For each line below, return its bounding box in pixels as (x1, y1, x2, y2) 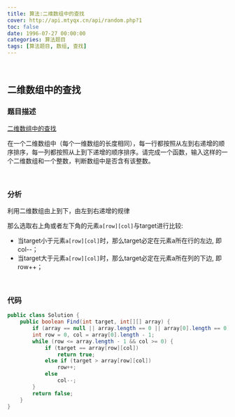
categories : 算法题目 (7, 36, 66, 43)
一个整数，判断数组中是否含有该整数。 (43, 156, 155, 165)
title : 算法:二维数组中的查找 (7, 10, 85, 18)
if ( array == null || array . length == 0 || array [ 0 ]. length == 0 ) (32, 325, 230, 332)
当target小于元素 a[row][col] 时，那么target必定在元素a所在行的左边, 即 (17, 236, 222, 245)
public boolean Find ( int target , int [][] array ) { (20, 318, 171, 326)
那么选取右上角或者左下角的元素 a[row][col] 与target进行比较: (7, 221, 183, 230)
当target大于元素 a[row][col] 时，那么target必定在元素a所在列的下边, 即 (17, 254, 222, 262)
